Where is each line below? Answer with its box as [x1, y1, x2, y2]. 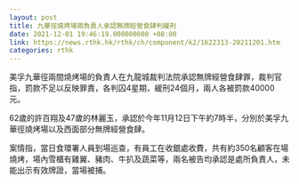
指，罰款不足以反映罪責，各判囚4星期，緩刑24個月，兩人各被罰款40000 [9, 83, 275, 93]
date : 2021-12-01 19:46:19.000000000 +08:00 [9, 29, 177, 38]
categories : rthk [9, 46, 74, 55]
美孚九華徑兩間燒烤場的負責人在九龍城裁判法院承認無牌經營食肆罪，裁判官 [9, 72, 282, 83]
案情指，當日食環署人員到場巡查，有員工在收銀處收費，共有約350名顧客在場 [9, 143, 289, 154]
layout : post [9, 12, 58, 22]
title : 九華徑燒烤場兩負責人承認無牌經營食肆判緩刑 [9, 21, 176, 30]
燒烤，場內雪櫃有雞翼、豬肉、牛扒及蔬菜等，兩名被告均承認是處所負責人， [9, 154, 282, 164]
